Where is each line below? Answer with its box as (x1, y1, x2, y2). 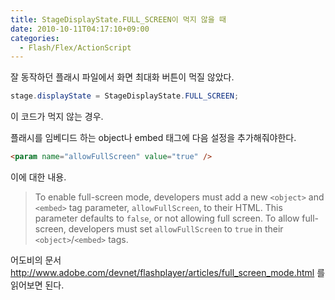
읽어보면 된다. (10, 279, 65, 291)
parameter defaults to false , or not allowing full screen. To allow (34, 212, 300, 224)
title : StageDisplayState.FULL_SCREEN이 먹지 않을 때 (10, 14, 227, 25)
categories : (10, 33, 60, 43)
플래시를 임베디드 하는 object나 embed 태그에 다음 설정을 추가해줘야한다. (10, 132, 297, 144)
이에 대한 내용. (10, 171, 67, 183)
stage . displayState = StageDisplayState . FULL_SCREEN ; (10, 91, 240, 101)
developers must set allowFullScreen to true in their (68, 223, 284, 235)
